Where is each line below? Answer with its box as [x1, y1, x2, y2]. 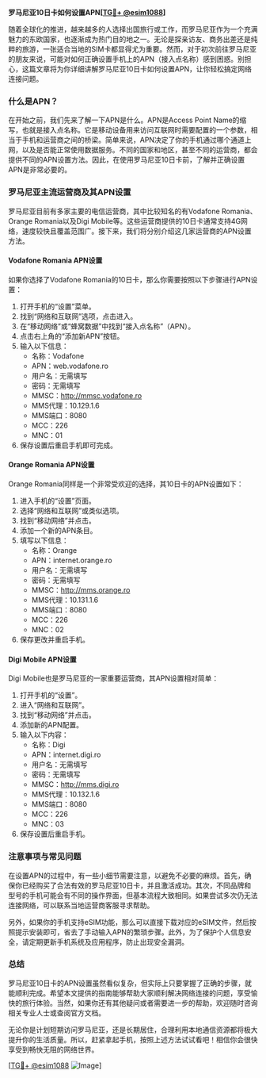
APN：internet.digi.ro [31, 750, 101, 760]
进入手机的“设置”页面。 [19, 496, 97, 505]
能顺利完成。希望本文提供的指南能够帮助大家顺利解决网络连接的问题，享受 [8, 988, 251, 998]
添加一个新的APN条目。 [19, 526, 97, 535]
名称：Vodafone [31, 351, 85, 360]
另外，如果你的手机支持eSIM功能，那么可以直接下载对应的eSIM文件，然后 [8, 917, 250, 926]
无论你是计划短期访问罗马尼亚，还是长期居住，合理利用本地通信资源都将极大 [8, 1025, 258, 1034]
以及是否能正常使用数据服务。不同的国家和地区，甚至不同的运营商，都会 [21, 145, 258, 155]
